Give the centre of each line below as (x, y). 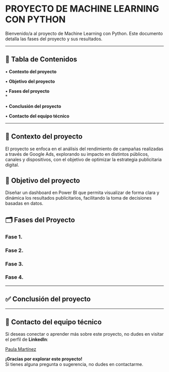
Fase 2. (14, 250)
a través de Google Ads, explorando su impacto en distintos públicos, (77, 154)
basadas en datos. (24, 203)
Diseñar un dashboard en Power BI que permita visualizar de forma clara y (82, 193)
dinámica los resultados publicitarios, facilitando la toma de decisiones (78, 198)
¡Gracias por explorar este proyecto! (44, 359)
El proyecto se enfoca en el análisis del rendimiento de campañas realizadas (84, 149)
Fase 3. (14, 264)
